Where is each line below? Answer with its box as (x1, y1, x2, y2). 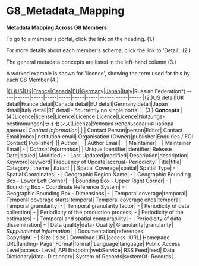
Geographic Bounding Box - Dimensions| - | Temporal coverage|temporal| (6, 189, 187, 197)
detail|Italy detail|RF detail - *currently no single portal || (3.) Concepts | (6, 106, 183, 113)
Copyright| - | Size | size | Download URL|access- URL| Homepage (6, 233, 170, 241)
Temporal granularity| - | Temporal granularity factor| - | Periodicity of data (6, 202, 189, 209)
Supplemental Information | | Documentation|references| (6, 227, 146, 235)
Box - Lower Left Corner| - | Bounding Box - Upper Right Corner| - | (6, 177, 172, 184)
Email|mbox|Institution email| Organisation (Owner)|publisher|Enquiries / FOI (6, 132, 194, 140)
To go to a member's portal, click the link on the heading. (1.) (6, 35, 155, 42)
